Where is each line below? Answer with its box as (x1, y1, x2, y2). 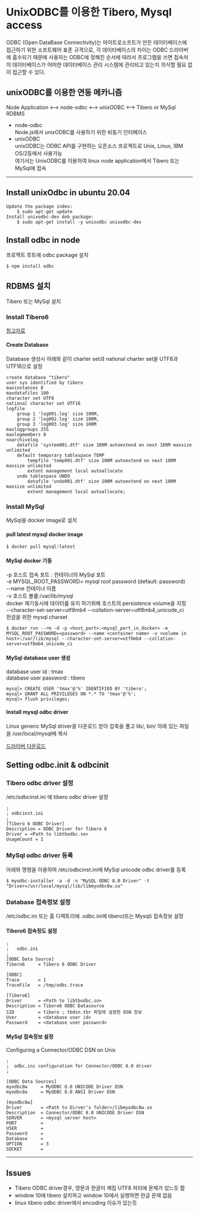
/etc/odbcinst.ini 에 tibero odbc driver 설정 (6, 794, 108, 801)
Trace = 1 (6, 977, 46, 983)
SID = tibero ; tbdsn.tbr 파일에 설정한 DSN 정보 (6, 1010, 142, 1016)
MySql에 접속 (14, 164, 46, 172)
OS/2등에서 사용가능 (14, 150, 63, 157)
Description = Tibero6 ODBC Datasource (6, 1003, 105, 1009)
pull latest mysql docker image (6, 531, 84, 538)
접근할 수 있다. (12, 68, 46, 75)
